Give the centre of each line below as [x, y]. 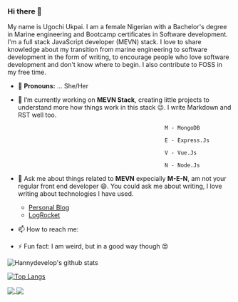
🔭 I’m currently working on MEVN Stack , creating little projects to [114, 100]
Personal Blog [49, 208]
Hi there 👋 [25, 11]
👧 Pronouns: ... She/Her [53, 86]
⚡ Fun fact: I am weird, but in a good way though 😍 [93, 246]
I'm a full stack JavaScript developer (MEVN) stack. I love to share [104, 42]
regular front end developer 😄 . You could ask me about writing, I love [120, 186]
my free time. [27, 72]
